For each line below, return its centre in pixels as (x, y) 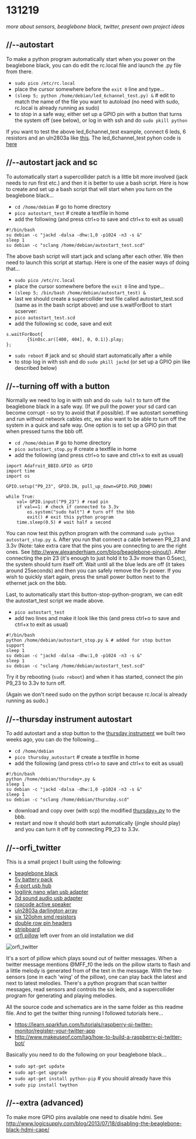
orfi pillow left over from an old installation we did (74, 935)
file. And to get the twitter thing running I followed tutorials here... (85, 1013)
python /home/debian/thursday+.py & (51, 779)
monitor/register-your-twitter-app (55, 1031)
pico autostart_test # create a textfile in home (72, 213)
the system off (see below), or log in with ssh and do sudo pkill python (101, 120)
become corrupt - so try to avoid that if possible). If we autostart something (97, 413)
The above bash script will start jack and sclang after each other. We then (95, 256)
